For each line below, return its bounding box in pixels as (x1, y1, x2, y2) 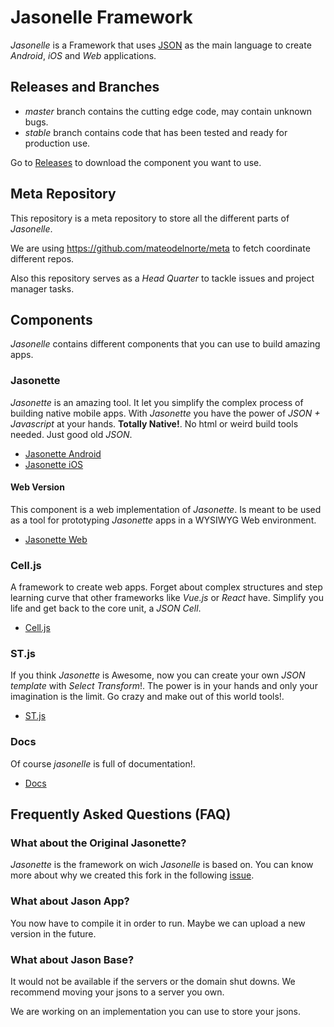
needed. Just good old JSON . (10, 428, 133, 440)
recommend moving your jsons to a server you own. (10, 986, 225, 998)
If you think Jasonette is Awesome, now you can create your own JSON (10, 669, 306, 681)
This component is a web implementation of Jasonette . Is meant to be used (10, 503, 322, 515)
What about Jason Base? (10, 952, 135, 966)
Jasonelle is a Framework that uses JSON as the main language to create (10, 39, 312, 51)
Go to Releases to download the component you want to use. (10, 156, 262, 168)
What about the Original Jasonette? (10, 836, 187, 850)
